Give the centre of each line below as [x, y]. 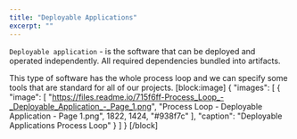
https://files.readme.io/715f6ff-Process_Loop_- [138, 97]
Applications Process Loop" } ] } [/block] [84, 125]
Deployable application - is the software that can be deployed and [132, 51]
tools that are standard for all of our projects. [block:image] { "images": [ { [145, 87]
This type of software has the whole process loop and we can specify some [148, 78]
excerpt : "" [31, 26]
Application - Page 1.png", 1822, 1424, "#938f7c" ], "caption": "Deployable [146, 116]
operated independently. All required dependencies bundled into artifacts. [145, 61]
